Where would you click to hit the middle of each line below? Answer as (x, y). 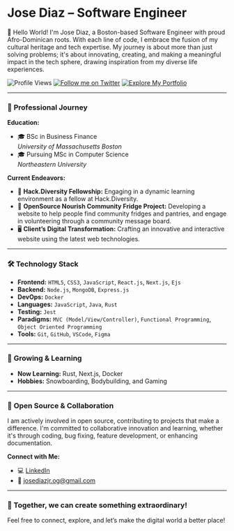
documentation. (30, 443)
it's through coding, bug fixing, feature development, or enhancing (103, 436)
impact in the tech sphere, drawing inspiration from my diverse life (102, 61)
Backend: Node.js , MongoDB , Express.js (73, 289)
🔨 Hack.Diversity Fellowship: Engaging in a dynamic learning (106, 192)
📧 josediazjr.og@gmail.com (56, 481)
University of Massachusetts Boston (69, 147)
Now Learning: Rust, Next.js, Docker (70, 373)
